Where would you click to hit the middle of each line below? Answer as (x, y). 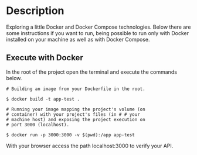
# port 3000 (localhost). (38, 125)
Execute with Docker (45, 58)
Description (35, 11)
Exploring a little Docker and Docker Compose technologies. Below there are (98, 27)
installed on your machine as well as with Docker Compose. (78, 39)
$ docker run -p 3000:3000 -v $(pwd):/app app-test (70, 135)
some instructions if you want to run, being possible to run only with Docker (98, 33)
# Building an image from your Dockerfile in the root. (76, 89)
